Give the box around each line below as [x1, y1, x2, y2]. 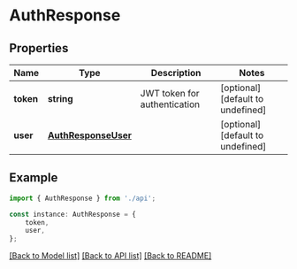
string [47, 93, 73, 104]
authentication [140, 98, 201, 111]
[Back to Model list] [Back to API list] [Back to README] [9, 250, 212, 261]
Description [150, 67, 202, 79]
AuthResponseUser [47, 129, 133, 142]
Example [9, 170, 58, 186]
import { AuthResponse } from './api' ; [9, 194, 156, 203]
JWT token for [140, 88, 201, 99]
